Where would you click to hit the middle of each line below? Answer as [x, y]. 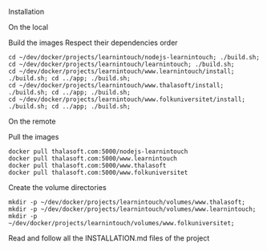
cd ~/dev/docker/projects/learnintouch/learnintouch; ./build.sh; [121, 64]
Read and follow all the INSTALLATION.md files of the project [109, 238]
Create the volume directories [57, 187]
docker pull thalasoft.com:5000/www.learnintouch [93, 159]
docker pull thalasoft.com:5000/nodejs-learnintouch [98, 152]
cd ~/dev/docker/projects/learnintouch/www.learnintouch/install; [121, 71]
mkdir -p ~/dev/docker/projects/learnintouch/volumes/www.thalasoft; [127, 202]
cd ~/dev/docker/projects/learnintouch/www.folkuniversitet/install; [127, 99]
